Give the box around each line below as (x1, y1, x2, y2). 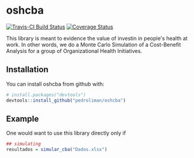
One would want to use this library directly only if (6, 129, 126, 137)
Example (6, 113, 39, 124)
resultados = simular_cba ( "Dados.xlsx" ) (6, 147, 108, 153)
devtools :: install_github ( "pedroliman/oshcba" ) (6, 97, 126, 103)
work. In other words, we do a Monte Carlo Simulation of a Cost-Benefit (6, 41, 181, 48)
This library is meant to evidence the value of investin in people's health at (6, 34, 188, 42)
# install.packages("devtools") (6, 91, 86, 98)
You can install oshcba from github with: (6, 80, 105, 87)
